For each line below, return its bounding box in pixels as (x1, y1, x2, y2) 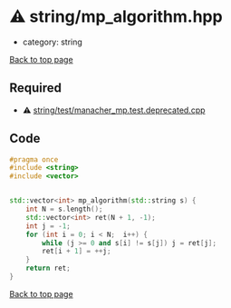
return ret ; (25, 263, 71, 273)
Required (9, 80, 62, 96)
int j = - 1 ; (25, 221, 71, 231)
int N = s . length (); (25, 204, 103, 214)
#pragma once (9, 154, 59, 164)
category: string (22, 36, 83, 47)
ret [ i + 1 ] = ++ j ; (42, 247, 111, 256)
